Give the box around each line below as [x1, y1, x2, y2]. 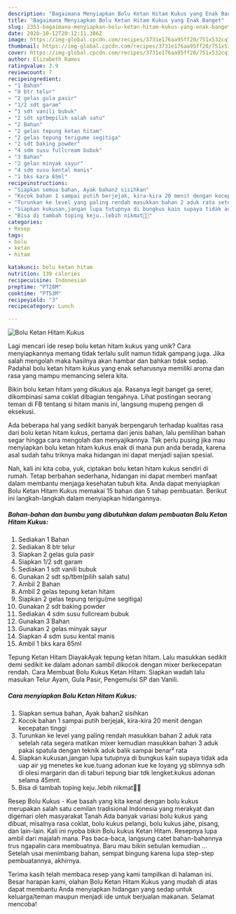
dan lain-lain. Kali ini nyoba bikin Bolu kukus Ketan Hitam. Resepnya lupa [8, 827, 218, 836]
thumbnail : [8, 43, 40, 50]
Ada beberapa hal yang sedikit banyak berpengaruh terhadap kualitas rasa [8, 421, 223, 429]
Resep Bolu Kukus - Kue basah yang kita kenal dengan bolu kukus [8, 797, 199, 805]
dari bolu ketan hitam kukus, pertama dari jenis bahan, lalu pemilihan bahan [8, 429, 226, 437]
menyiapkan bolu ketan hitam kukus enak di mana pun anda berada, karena [8, 443, 226, 452]
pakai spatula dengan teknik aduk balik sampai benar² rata [18, 747, 188, 755]
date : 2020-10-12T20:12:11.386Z [8, 29, 102, 37]
